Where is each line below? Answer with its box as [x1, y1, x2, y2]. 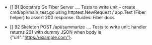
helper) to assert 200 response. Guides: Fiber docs [9, 15, 115, 20]
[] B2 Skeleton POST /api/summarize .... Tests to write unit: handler [9, 24, 147, 30]
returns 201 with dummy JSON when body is [9, 29, 102, 35]
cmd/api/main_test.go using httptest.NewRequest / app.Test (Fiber [9, 9, 146, 15]
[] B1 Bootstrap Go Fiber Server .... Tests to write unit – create [9, 4, 136, 10]
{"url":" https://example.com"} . [9, 34, 73, 40]
